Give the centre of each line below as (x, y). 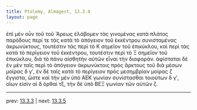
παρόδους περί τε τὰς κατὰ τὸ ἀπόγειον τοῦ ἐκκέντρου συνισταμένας (91, 40)
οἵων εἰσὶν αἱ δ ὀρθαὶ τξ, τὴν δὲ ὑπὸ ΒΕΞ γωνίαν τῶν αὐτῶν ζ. (82, 84)
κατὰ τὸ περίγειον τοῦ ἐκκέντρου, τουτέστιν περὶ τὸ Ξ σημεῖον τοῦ (87, 52)
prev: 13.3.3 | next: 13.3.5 (36, 101)
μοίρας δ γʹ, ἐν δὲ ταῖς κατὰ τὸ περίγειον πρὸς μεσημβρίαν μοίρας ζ (89, 71)
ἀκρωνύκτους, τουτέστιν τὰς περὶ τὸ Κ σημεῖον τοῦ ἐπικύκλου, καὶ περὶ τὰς (98, 46)
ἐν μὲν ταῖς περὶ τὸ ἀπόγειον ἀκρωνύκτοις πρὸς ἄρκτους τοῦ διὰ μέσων (94, 65)
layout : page (22, 17)
